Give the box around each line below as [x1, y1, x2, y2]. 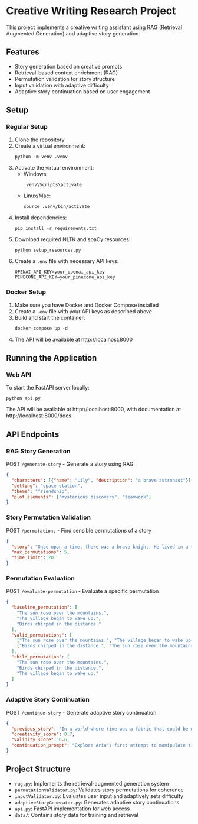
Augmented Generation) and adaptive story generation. [6, 30, 140, 37]
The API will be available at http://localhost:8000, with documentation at [6, 406, 181, 413]
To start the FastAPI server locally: [6, 384, 90, 391]
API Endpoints [6, 429, 60, 439]
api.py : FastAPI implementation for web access [14, 805, 130, 812]
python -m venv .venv [14, 154, 68, 160]
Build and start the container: [14, 314, 85, 321]
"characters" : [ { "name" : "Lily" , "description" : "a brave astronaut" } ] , [11, 477, 194, 483]
